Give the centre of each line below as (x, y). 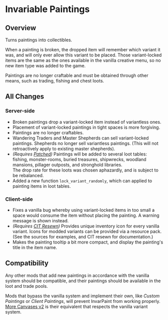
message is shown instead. (41, 220)
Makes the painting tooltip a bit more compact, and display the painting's (88, 242)
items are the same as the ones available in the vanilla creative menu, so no (83, 60)
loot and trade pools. (27, 286)
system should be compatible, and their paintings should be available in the (83, 281)
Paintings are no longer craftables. (48, 132)
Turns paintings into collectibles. (39, 40)
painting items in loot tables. (42, 186)
